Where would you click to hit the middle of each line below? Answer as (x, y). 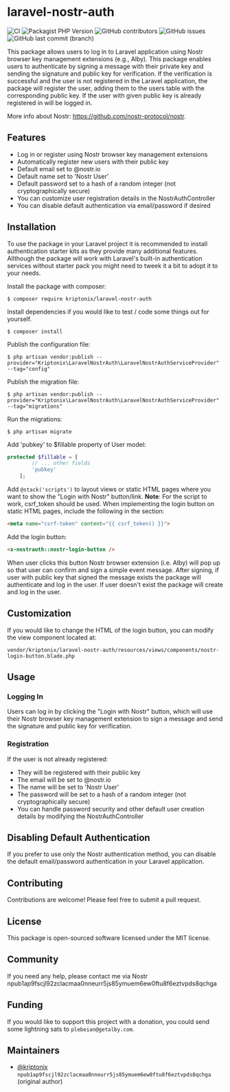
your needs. (24, 273)
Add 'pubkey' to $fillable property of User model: (77, 444)
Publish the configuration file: (49, 344)
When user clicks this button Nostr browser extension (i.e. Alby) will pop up (114, 563)
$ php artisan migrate (39, 432)
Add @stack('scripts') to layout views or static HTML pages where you (109, 490)
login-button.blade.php (41, 656)
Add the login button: (37, 536)
